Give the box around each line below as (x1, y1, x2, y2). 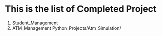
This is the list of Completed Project (5, 3, 157, 15)
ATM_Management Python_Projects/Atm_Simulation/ (12, 25, 121, 31)
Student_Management (12, 20, 58, 26)
